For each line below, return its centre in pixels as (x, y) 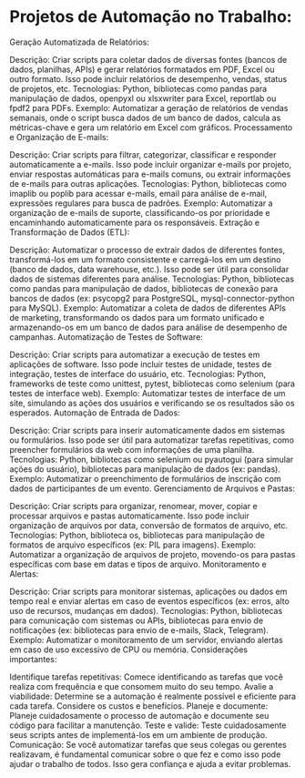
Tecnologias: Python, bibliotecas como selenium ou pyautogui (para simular (152, 459)
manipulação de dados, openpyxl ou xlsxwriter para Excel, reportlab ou (143, 98)
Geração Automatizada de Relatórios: (80, 42)
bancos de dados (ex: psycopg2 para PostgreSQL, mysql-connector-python (152, 298)
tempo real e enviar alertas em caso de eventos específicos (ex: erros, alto (149, 601)
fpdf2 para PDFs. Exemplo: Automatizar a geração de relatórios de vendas (149, 107)
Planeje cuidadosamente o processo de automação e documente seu (139, 715)
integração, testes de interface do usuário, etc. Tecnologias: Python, (138, 374)
